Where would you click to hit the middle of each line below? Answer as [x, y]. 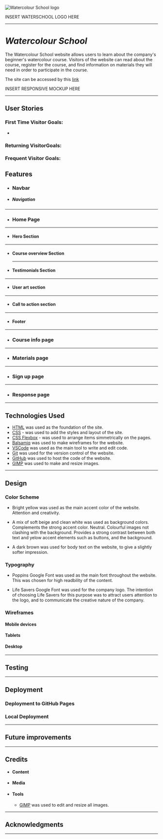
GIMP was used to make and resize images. [56, 464]
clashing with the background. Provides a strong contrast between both [84, 532]
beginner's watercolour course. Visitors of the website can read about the [79, 59]
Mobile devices [21, 624]
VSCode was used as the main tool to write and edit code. [70, 448]
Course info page [33, 340]
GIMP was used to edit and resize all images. [64, 805]
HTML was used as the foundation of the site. [57, 427]
